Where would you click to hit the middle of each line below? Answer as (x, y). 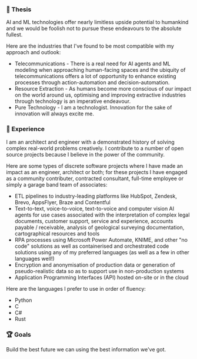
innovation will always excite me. (54, 114)
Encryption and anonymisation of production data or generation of (95, 265)
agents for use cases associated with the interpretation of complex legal (102, 215)
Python (23, 300)
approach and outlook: (34, 52)
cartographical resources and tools (57, 233)
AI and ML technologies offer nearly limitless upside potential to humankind (97, 22)
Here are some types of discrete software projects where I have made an (95, 166)
